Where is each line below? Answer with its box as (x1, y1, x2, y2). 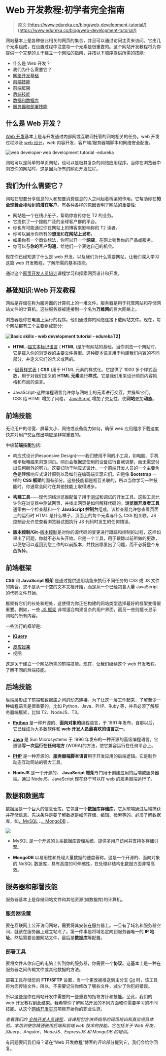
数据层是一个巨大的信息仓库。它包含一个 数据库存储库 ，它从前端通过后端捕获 (5, 805, 161, 812)
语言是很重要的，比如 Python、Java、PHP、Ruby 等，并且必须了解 (18, 703, 155, 709)
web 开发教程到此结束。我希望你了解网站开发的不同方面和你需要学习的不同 (5, 1000, 158, 1006)
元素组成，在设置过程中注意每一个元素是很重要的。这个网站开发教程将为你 (9, 43, 161, 49)
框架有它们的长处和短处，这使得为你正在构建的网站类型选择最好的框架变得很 (5, 601, 161, 606)
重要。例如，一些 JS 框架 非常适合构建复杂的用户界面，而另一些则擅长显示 (5, 606, 157, 612)
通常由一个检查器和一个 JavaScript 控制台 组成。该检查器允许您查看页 (12, 506, 155, 512)
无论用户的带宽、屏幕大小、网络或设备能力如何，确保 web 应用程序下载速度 (5, 425, 159, 432)
